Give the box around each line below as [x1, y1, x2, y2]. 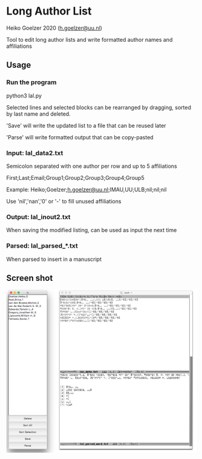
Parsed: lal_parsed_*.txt [6, 242, 79, 250]
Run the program [6, 78, 57, 87]
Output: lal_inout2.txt [6, 213, 71, 221]
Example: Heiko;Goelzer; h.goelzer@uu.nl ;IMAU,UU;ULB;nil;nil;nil [6, 186, 167, 193]
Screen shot [6, 272, 53, 283]
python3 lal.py [6, 92, 42, 99]
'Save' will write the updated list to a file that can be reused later [6, 122, 166, 129]
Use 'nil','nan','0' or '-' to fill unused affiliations [6, 197, 122, 205]
